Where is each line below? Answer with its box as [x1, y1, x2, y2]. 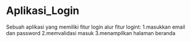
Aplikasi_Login [6, 4, 80, 17]
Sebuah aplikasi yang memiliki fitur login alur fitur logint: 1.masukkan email [6, 23, 186, 30]
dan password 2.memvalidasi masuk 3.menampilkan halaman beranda [6, 29, 176, 36]
